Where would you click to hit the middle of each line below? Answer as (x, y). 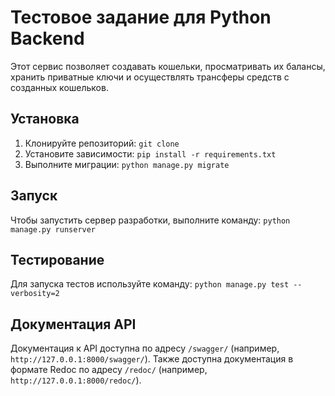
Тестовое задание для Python (141, 17)
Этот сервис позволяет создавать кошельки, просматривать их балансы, (168, 66)
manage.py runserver (53, 229)
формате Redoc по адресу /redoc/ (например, (109, 370)
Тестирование (57, 259)
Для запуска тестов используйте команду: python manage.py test (150, 284)
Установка (45, 119)
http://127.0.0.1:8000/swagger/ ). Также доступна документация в (152, 359)
